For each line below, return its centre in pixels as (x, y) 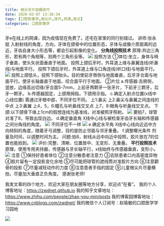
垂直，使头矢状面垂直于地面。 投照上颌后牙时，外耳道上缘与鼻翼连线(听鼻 (84, 63)
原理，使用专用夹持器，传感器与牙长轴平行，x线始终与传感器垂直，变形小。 (82, 149)
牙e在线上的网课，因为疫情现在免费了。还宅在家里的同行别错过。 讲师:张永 (81, 38)
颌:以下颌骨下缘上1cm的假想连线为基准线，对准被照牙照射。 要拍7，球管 (81, 112)
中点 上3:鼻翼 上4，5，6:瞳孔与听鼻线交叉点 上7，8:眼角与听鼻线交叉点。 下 (82, 106)
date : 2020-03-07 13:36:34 (33, 14)
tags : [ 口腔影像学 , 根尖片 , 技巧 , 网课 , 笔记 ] (44, 19)
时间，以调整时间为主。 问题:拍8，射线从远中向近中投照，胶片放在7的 (84, 137)
